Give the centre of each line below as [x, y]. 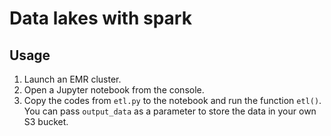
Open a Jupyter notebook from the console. [114, 90]
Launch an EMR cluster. [72, 79]
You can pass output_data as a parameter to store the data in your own [170, 111]
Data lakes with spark [100, 18]
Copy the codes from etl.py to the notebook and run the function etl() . [172, 100]
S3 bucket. [46, 121]
